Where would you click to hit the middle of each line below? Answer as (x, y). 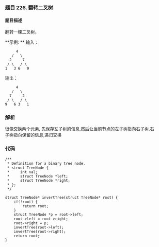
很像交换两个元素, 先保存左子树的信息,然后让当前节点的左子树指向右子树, (78, 129)
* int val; (22, 172)
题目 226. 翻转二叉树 (29, 7)
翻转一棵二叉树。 (22, 32)
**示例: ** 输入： (22, 42)
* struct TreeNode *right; (39, 180)
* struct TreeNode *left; (38, 176)
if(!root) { (26, 202)
